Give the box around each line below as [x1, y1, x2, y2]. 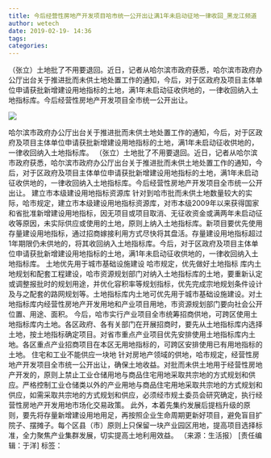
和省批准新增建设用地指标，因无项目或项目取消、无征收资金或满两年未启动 [8, 208, 256, 218]
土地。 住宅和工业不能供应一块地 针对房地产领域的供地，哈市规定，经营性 [8, 350, 252, 359]
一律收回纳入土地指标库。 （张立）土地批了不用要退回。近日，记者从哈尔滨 [8, 148, 258, 158]
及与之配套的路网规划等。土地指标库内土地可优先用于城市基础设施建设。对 [8, 289, 256, 299]
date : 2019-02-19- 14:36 [8, 27, 92, 35]
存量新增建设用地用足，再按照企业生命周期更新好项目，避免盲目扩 [43, 410, 263, 420]
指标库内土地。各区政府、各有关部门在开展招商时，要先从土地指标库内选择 [15, 320, 263, 330]
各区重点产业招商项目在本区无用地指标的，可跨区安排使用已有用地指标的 [22, 340, 263, 350]
